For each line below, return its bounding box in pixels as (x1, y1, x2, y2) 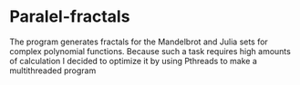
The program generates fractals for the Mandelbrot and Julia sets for (9, 36, 269, 47)
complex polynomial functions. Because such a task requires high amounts (9, 45, 292, 56)
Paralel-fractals (9, 6, 130, 27)
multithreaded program (9, 65, 97, 76)
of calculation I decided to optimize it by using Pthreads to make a (9, 55, 258, 66)
